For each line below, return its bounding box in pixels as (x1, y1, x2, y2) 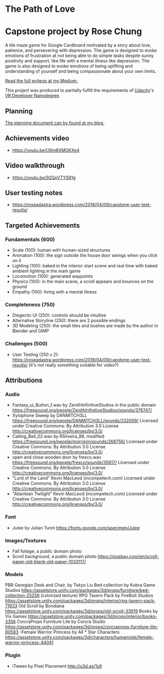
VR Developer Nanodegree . (5, 92, 60, 99)
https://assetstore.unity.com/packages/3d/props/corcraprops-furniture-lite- (5, 624, 159, 630)
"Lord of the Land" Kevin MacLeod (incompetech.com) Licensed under (12, 475, 156, 481)
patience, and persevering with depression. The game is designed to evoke (5, 48, 157, 54)
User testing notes (5, 188, 63, 197)
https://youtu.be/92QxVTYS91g (12, 175, 76, 180)
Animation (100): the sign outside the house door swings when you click (12, 252, 158, 259)
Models (5, 571, 23, 578)
